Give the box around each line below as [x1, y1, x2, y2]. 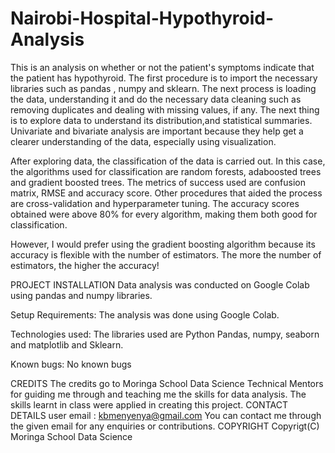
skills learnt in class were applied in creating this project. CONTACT [10, 398, 288, 411]
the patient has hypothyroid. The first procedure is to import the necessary [10, 72, 318, 84]
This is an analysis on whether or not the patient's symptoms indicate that [10, 61, 315, 73]
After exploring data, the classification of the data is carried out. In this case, [10, 155, 326, 167]
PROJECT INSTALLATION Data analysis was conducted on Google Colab [10, 278, 310, 291]
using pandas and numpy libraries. [10, 289, 153, 301]
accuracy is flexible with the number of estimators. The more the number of [10, 248, 322, 261]
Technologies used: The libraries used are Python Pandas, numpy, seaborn [10, 328, 320, 340]
